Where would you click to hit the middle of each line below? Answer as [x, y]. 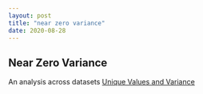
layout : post [30, 16]
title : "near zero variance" [57, 23]
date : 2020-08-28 [37, 30]
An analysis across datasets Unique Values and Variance [102, 82]
